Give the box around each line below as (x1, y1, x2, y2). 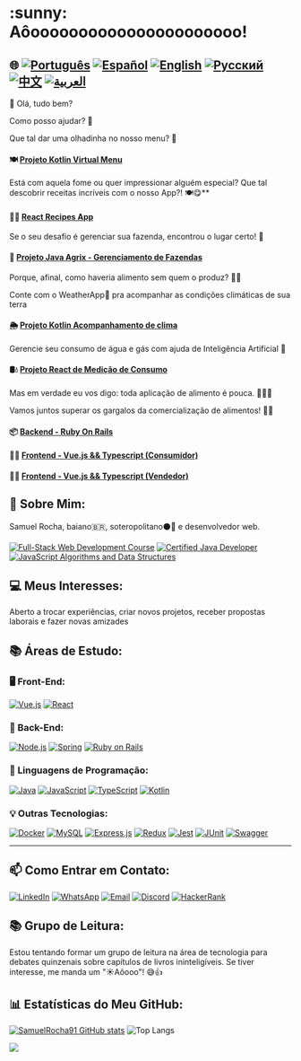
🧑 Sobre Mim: (9, 496, 86, 512)
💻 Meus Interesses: (9, 578, 124, 593)
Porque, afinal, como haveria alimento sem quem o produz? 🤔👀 (9, 272, 242, 283)
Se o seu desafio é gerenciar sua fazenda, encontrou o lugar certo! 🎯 (9, 232, 264, 242)
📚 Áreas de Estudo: (9, 643, 123, 658)
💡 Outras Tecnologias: (9, 807, 108, 820)
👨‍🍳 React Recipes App (9, 211, 94, 222)
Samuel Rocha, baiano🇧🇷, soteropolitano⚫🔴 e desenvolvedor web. (9, 521, 261, 531)
